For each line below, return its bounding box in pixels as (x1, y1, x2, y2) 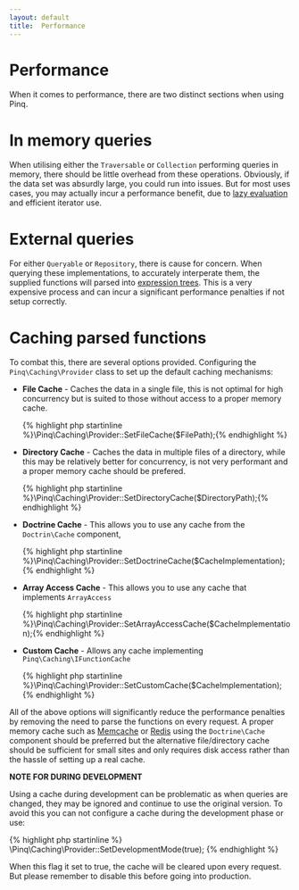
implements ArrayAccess (21, 592, 112, 603)
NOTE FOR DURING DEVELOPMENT (9, 771, 143, 782)
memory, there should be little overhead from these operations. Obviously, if (9, 169, 290, 179)
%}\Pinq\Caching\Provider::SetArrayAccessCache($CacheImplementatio (21, 619, 291, 629)
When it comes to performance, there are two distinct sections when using (9, 89, 284, 100)
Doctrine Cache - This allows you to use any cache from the (21, 520, 245, 530)
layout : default (9, 12, 70, 22)
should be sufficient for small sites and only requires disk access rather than (9, 744, 290, 755)
